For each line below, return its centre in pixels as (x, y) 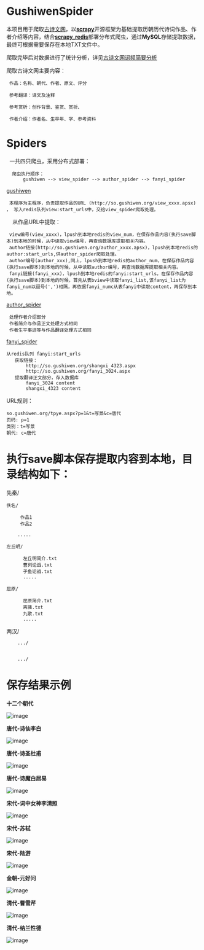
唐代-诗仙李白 (24, 728)
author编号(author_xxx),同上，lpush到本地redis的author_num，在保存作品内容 (102, 260)
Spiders (27, 143)
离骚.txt (33, 607)
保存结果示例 (39, 685)
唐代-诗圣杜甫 (24, 753)
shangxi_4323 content (53, 388)
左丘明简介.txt (40, 558)
